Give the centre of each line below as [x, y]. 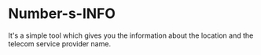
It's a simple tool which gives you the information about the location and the [131, 35]
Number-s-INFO [62, 14]
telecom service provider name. [60, 43]
